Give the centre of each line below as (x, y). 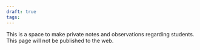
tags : (13, 17)
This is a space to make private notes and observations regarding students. (100, 34)
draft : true (21, 12)
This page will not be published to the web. (60, 40)
